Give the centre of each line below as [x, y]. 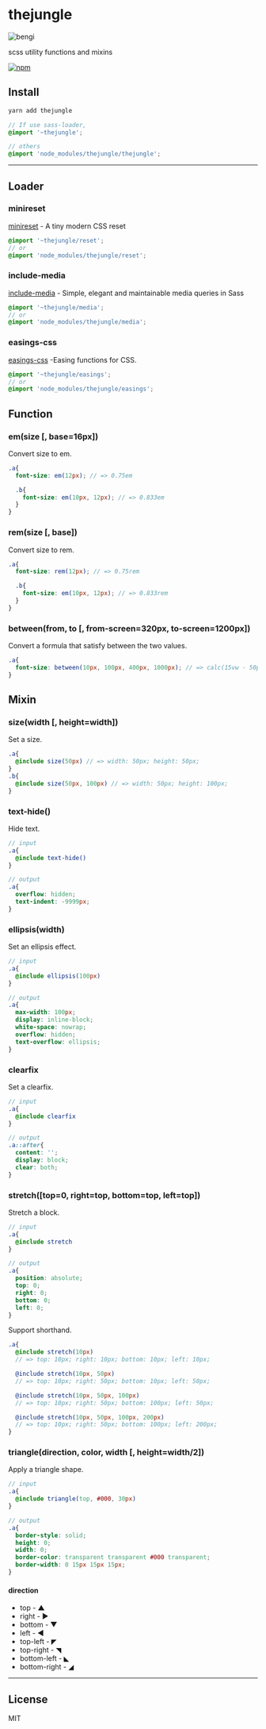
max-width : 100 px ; [46, 1012]
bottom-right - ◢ [47, 1667]
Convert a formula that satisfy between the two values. [98, 646]
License [28, 1699]
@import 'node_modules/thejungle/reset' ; [78, 256]
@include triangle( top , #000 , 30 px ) [76, 1499]
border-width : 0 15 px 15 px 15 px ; [70, 1565]
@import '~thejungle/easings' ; [60, 375]
